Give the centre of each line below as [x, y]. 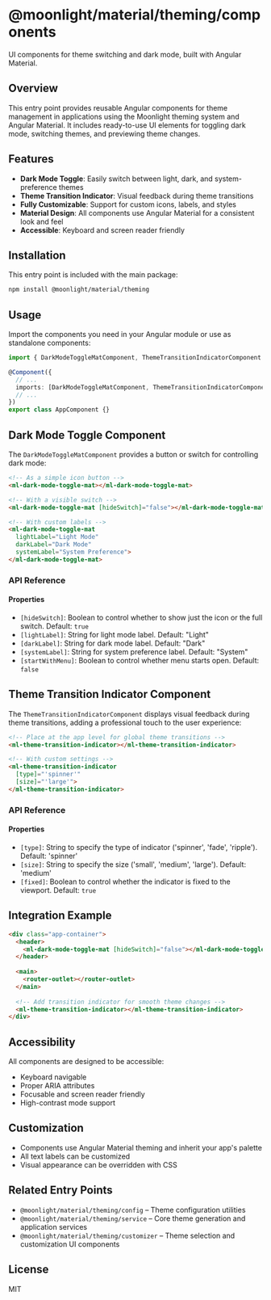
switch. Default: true [54, 626]
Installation [37, 255]
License [29, 1270]
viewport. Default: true [58, 890]
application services [54, 1226]
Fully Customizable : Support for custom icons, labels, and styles [128, 204]
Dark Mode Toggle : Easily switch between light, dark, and [117, 179]
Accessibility [42, 1042]
